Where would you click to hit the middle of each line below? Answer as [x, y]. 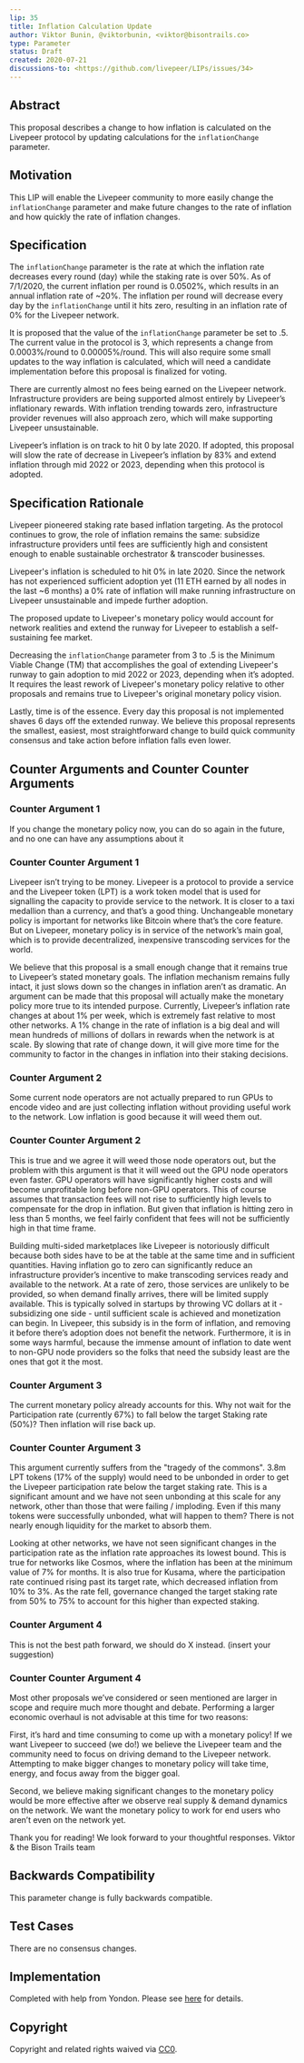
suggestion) [32, 1654]
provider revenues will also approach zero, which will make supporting [141, 418]
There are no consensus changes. [74, 1948]
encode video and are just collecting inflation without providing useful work [150, 1107]
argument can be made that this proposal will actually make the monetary [147, 996]
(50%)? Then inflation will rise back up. [83, 1424]
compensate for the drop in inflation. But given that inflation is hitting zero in [151, 1208]
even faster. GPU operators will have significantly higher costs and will [141, 1180]
